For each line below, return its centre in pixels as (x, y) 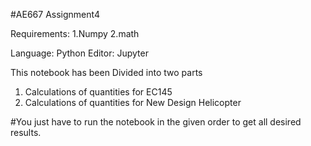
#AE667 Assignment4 (55, 14)
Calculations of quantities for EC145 (98, 92)
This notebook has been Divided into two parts (106, 72)
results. (26, 132)
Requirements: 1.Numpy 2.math (75, 33)
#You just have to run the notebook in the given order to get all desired (156, 122)
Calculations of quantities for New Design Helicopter (133, 102)
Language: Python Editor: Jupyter (79, 53)
